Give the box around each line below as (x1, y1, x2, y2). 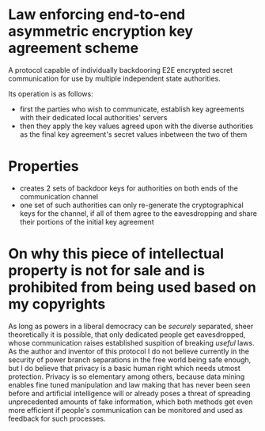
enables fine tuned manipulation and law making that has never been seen (8, 380, 251, 389)
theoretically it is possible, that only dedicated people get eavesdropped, (8, 330, 246, 339)
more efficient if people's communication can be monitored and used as (8, 405, 243, 414)
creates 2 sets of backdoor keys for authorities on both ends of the (19, 183, 239, 193)
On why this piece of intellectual (8, 245, 224, 263)
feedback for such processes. (8, 414, 106, 423)
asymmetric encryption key (8, 22, 194, 40)
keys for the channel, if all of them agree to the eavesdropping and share (19, 208, 257, 218)
